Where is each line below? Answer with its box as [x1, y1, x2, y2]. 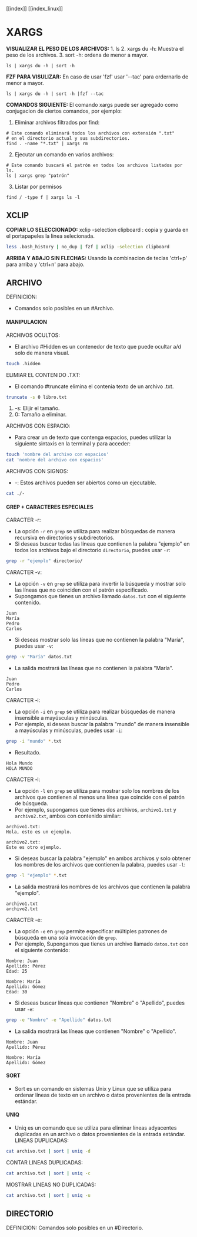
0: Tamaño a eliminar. [14, 411, 67, 418]
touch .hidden [6, 360, 41, 366]
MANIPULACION [6, 319, 47, 326]
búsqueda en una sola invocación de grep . [14, 934, 118, 941]
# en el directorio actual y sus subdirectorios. [6, 135, 131, 141]
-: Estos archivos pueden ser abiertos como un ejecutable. [14, 479, 157, 486]
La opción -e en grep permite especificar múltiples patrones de [14, 927, 168, 934]
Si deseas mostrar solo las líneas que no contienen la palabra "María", [14, 636, 185, 644]
